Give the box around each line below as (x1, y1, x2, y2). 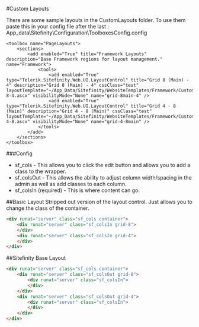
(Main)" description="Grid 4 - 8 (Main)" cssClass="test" (6, 108, 152, 114)
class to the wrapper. (14, 168, 66, 175)
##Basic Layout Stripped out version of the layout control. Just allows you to (6, 199, 192, 205)
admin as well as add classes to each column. (14, 181, 127, 187)
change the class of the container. (6, 205, 89, 212)
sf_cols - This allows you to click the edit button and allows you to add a (14, 162, 191, 168)
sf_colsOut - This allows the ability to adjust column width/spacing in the (14, 174, 192, 181)
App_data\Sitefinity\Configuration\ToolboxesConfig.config (6, 29, 147, 36)
